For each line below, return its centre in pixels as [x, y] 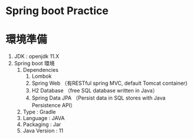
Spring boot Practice [57, 11]
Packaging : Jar [42, 124]
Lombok [42, 76]
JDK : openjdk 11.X [37, 57]
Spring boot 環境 [34, 64]
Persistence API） [54, 105]
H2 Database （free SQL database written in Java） [95, 91]
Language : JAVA [44, 118]
